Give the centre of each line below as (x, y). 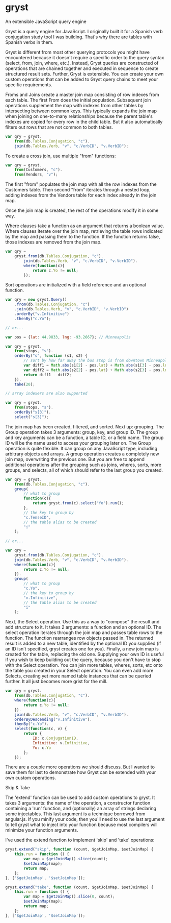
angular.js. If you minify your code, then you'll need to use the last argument (85, 819)
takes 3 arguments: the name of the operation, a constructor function (78, 803)
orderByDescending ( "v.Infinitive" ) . (53, 719)
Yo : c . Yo (42, 748)
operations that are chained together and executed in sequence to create (82, 68)
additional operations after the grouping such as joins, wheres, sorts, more (83, 465)
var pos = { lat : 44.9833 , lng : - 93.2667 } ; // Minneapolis (68, 337)
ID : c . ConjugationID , (55, 738)
